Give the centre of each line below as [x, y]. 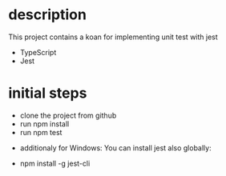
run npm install [44, 124]
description [47, 15]
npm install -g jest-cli [55, 163]
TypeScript [38, 52]
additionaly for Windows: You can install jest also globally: [115, 148]
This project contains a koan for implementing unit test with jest [113, 37]
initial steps [48, 93]
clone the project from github [68, 115]
